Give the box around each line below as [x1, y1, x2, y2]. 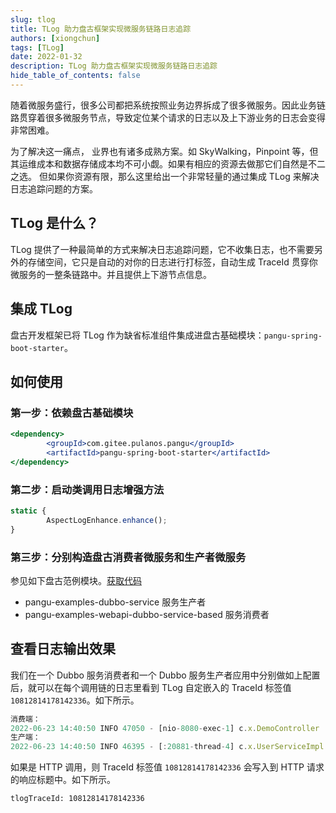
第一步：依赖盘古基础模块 [10, 406, 134, 420]
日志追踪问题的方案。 [10, 182, 98, 195]
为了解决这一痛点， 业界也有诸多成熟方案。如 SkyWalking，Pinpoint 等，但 [10, 145, 319, 157]
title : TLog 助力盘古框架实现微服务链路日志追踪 [10, 24, 192, 34]
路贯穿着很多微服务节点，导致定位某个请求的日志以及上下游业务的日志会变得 [10, 111, 326, 123]
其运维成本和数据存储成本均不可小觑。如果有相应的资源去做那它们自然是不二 [10, 157, 326, 170]
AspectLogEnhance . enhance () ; [46, 515, 168, 525]
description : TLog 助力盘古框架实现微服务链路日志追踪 [10, 61, 218, 71]
